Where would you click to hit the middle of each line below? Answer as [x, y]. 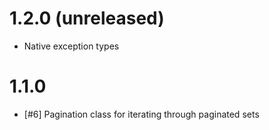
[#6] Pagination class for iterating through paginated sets [141, 114]
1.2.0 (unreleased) [87, 18]
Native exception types [71, 46]
